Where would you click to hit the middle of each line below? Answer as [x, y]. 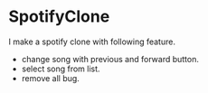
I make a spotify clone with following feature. [92, 42]
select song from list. [61, 69]
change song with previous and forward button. [110, 59]
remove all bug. [51, 78]
